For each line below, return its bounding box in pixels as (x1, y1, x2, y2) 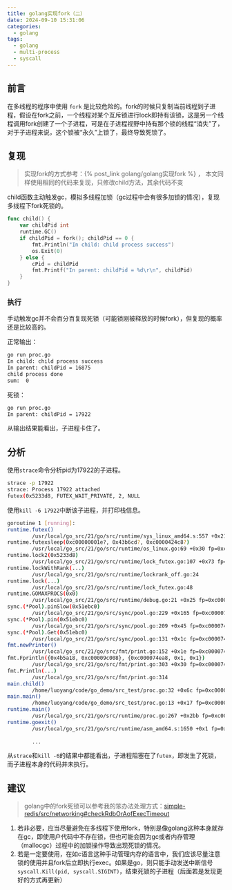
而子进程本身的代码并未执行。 (7, 760, 92, 768)
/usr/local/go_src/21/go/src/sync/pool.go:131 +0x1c (32, 635, 187, 643)
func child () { (7, 216, 51, 223)
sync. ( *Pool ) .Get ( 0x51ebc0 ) (7, 629, 88, 636)
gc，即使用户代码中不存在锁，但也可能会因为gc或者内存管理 (23, 833, 195, 841)
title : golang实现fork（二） (7, 10, 86, 17)
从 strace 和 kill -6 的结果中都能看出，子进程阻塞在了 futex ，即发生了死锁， (7, 751, 220, 760)
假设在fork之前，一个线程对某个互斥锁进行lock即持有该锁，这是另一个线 (19, 111, 224, 119)
